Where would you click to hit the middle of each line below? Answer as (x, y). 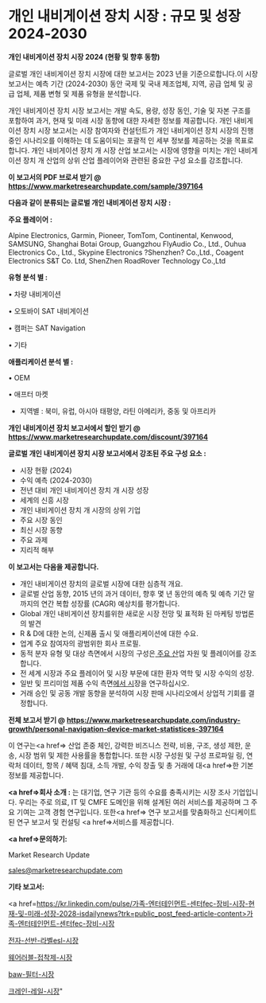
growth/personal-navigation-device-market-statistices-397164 (116, 728)
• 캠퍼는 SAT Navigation (47, 328)
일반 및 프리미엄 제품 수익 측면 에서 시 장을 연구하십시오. (104, 683)
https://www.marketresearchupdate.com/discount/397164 (108, 437)
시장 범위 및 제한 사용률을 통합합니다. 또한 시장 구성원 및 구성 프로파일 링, (131, 755)
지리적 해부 (37, 549)
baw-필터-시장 (31, 974)
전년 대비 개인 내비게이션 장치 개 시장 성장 (84, 490)
